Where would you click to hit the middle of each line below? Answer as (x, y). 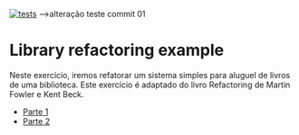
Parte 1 (35, 112)
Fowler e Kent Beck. (47, 94)
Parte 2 (36, 121)
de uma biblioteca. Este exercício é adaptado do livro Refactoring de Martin (150, 85)
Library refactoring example (117, 50)
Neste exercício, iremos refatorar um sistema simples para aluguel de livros (150, 75)
